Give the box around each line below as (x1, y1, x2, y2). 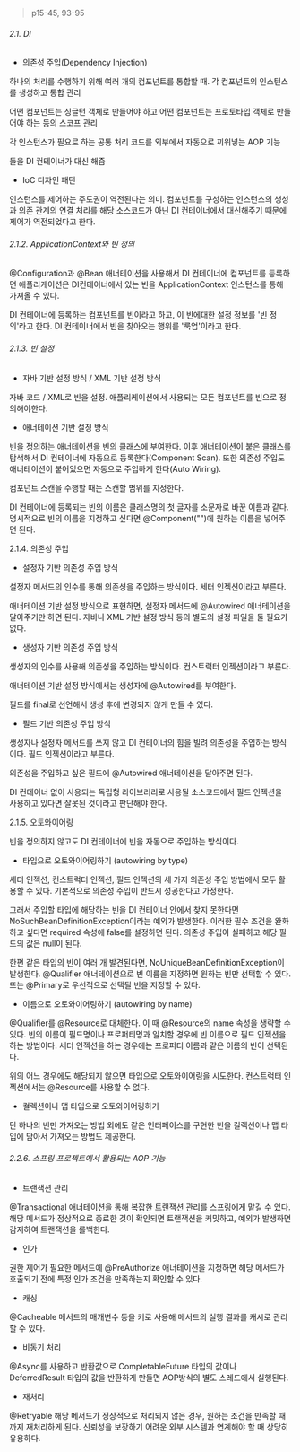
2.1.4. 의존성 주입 (9, 543, 69, 554)
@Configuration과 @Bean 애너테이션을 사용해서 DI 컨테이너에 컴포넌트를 (9, 268, 267, 279)
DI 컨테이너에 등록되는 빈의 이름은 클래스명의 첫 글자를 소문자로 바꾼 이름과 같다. (9, 502, 289, 512)
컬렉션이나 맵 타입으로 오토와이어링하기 (21, 1100, 159, 1111)
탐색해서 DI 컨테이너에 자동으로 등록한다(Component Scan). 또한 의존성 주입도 (9, 452, 285, 463)
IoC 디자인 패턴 (21, 175, 76, 186)
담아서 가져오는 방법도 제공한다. (25, 1131, 136, 1141)
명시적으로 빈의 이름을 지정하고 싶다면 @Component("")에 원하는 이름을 (9, 512, 262, 523)
